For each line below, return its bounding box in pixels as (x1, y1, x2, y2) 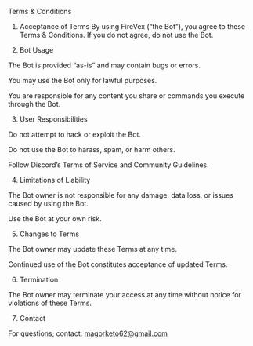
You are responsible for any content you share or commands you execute (8, 91, 245, 100)
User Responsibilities (19, 115, 88, 124)
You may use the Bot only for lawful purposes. (8, 76, 157, 85)
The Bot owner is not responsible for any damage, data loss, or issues (8, 191, 233, 199)
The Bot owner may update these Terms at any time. (8, 245, 178, 253)
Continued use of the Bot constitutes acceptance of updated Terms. (8, 260, 228, 269)
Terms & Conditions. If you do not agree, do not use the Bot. (19, 31, 214, 39)
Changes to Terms (19, 229, 80, 239)
